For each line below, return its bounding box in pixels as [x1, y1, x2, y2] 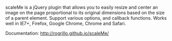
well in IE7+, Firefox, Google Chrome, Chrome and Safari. [5, 20, 126, 26]
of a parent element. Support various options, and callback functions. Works [5, 15, 167, 21]
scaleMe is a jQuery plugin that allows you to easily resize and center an [5, 5, 158, 10]
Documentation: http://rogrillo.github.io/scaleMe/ [5, 30, 109, 36]
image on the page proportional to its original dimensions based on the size [5, 10, 165, 16]
